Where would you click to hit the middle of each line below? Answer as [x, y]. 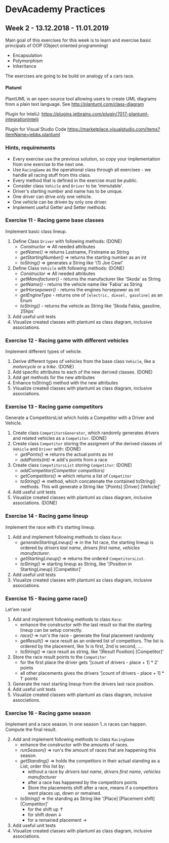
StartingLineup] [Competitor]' [51, 569]
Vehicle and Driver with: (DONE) [47, 449]
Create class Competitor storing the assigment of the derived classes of [87, 444]
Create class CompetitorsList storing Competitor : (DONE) [72, 465]
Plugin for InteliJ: [23, 114]
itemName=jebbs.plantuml [33, 135]
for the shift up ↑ [46, 810]
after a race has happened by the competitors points [82, 782]
